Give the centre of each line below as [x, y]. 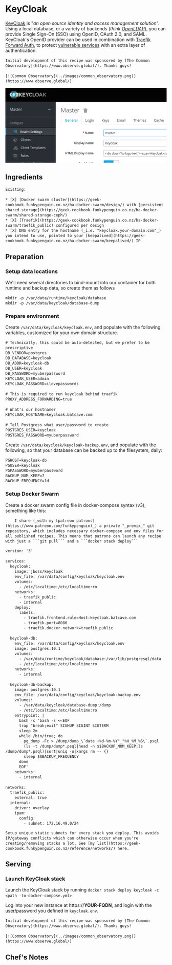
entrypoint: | [29, 715]
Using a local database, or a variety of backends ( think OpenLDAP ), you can [86, 28]
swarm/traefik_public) [29, 226]
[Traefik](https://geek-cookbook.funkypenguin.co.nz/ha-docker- [89, 221]
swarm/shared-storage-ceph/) [36, 215]
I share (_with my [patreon [44, 521]
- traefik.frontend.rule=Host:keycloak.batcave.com [80, 617]
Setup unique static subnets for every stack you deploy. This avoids [82, 833]
